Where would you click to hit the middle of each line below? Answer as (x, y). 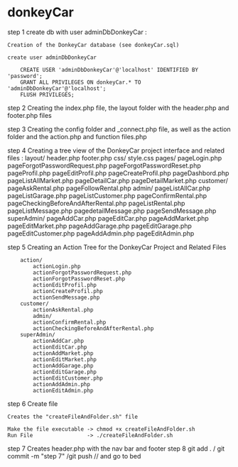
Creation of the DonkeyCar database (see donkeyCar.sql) (93, 45)
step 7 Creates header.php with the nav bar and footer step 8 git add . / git (116, 449)
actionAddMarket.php (63, 353)
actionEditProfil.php (65, 285)
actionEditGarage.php (65, 372)
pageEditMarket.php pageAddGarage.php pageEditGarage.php (99, 226)
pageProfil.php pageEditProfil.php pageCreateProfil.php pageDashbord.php (118, 173)
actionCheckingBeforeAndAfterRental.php (93, 328)
